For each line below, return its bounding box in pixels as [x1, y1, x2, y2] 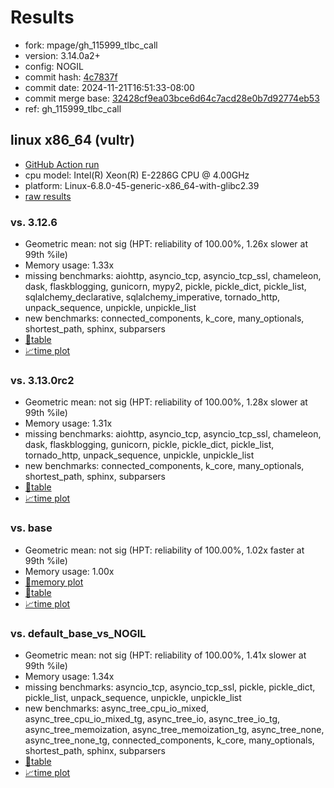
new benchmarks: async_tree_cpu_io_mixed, [24, 702, 210, 714]
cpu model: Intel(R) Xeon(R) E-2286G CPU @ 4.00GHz [24, 169, 250, 181]
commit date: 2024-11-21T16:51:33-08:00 [24, 81, 195, 93]
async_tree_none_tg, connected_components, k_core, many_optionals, [24, 734, 315, 746]
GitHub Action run [24, 158, 100, 170]
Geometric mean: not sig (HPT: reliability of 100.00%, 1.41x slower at [24, 649, 307, 661]
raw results [24, 190, 72, 202]
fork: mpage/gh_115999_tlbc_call [24, 39, 158, 51]
